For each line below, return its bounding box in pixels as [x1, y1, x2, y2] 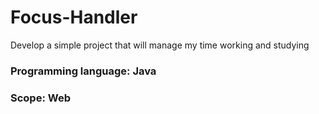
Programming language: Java [10, 64, 157, 78]
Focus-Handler [10, 6, 138, 29]
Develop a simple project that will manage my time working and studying [10, 39, 310, 51]
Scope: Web [10, 91, 71, 105]
